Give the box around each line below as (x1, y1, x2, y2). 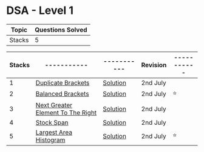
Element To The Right (35, 108, 97, 117)
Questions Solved (34, 25, 87, 34)
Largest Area (35, 128, 73, 136)
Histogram (35, 136, 66, 144)
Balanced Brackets (35, 90, 89, 98)
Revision (141, 61, 167, 69)
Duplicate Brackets (35, 78, 90, 87)
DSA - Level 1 (6, 4, 74, 18)
